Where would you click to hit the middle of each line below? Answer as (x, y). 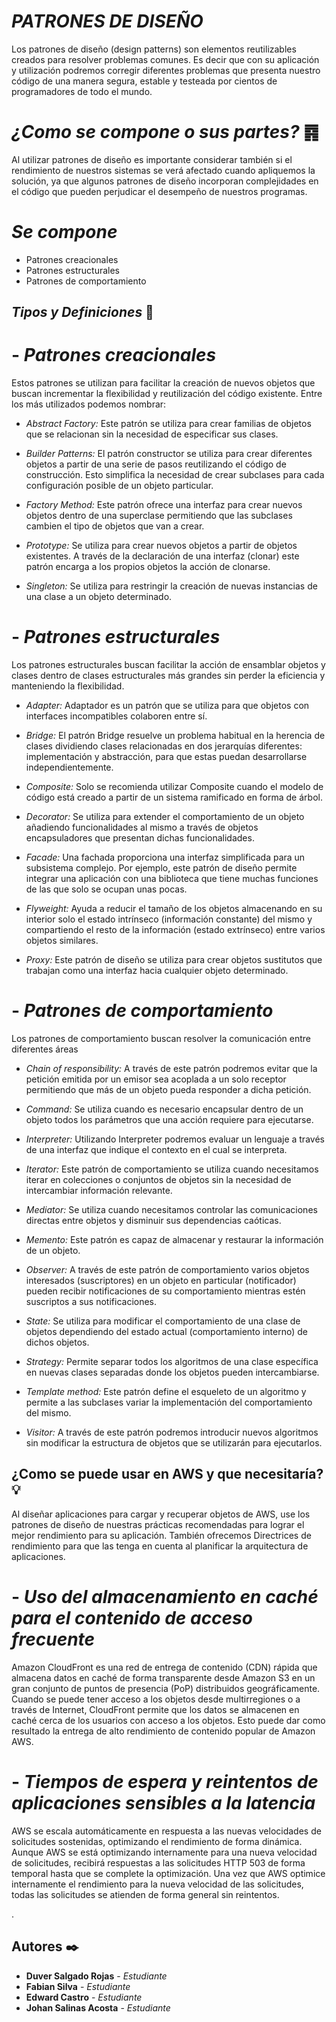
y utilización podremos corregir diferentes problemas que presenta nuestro (166, 70)
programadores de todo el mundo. (82, 91)
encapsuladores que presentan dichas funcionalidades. (140, 838)
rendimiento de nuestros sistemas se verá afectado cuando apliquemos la (163, 170)
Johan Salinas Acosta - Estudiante (98, 2007)
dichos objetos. (57, 1342)
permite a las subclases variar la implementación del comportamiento (169, 1402)
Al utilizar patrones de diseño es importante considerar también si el (152, 159)
